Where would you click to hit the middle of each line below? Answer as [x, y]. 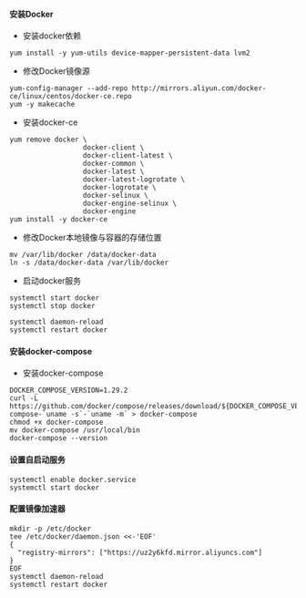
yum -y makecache [42, 105]
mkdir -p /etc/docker [51, 529]
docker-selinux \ [115, 196]
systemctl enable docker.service [73, 479]
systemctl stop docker [52, 306]
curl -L [24, 398]
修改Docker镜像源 [56, 71]
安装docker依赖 [52, 36]
